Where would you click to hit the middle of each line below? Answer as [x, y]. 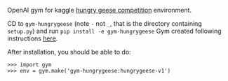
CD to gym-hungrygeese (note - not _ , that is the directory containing [105, 23]
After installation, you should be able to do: [69, 52]
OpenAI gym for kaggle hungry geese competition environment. [99, 10]
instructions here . [33, 38]
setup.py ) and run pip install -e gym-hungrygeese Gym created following [115, 31]
